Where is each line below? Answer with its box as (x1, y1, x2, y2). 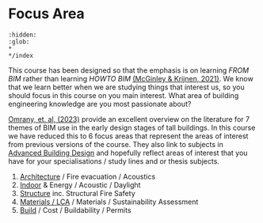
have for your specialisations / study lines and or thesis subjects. (8, 156, 220, 166)
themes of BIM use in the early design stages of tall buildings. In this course (8, 123, 256, 132)
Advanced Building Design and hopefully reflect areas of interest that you (8, 148, 248, 157)
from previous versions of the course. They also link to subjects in (8, 139, 223, 149)
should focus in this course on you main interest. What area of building (8, 90, 239, 100)
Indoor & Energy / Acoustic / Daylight (19, 180, 141, 190)
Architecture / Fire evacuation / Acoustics (19, 172, 156, 181)
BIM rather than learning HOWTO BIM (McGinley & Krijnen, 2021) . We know (8, 74, 253, 83)
